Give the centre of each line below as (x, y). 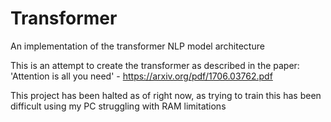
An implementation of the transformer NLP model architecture (137, 46)
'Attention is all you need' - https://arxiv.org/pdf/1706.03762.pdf (141, 76)
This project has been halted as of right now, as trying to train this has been (166, 95)
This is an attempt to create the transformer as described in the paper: (155, 65)
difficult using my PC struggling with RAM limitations (118, 106)
